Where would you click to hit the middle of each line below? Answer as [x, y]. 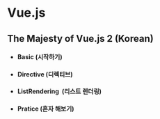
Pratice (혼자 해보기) [46, 109]
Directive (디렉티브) [45, 74]
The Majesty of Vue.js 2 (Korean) [81, 39]
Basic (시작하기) [40, 57]
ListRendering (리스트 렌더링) [59, 91]
